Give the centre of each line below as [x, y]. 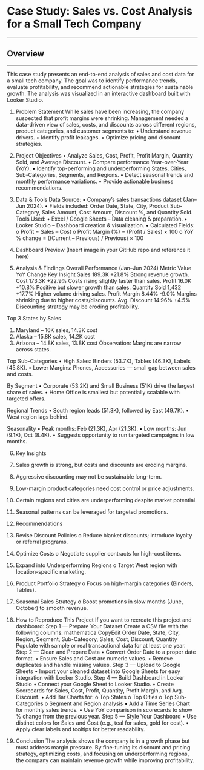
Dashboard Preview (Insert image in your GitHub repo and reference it [103, 250]
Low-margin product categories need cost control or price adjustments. [105, 488]
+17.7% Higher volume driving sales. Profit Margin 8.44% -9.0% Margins [106, 294]
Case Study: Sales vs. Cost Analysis [100, 11]
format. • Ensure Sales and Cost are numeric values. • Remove [94, 658]
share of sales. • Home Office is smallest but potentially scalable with [94, 392]
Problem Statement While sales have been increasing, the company [100, 111]
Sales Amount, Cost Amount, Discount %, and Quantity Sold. [117, 212]
